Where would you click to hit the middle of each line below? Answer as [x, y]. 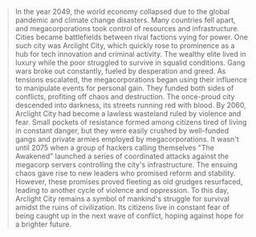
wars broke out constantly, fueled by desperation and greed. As [120, 71]
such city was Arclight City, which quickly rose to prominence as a [125, 46]
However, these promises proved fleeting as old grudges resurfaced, [129, 182]
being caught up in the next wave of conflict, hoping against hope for [129, 216]
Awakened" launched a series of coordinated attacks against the [122, 156]
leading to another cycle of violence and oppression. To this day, [122, 190]
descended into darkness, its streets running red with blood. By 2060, [130, 105]
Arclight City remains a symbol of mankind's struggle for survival [122, 199]
